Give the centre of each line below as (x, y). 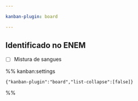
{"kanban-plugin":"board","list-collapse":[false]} (69, 82)
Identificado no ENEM (46, 45)
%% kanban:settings (31, 71)
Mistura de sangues (38, 60)
